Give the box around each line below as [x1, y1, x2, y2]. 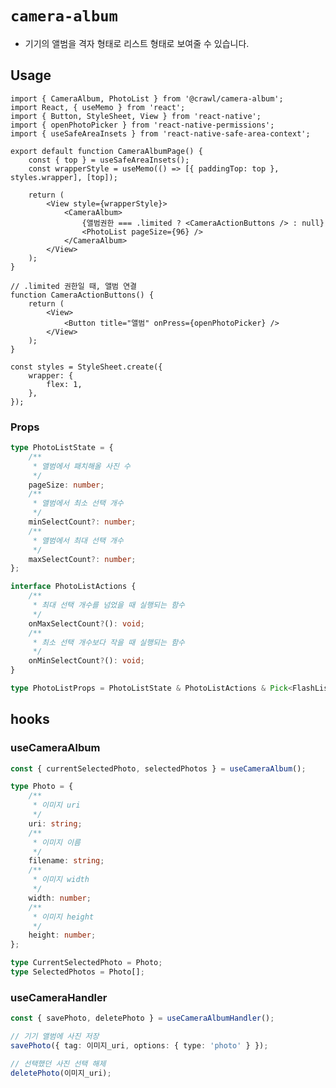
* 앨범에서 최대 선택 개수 [32, 535, 124, 546]
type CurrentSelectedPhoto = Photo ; [10, 958, 163, 968]
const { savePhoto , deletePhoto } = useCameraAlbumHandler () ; [10, 1013, 275, 1024]
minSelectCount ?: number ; [28, 517, 137, 527]
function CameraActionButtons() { [10, 290, 155, 300]
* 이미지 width [32, 875, 90, 885]
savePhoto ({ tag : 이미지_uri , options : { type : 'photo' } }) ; [10, 1041, 269, 1051]
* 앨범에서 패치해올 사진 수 [32, 461, 131, 471]
